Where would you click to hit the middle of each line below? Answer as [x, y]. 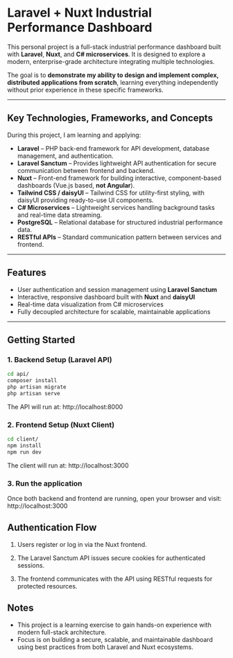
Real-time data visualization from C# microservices [90, 304]
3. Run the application [45, 483]
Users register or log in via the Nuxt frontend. [82, 544]
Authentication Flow [52, 528]
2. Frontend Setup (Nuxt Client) [61, 425]
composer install [32, 381]
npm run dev [24, 452]
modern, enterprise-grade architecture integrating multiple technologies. [111, 61]
